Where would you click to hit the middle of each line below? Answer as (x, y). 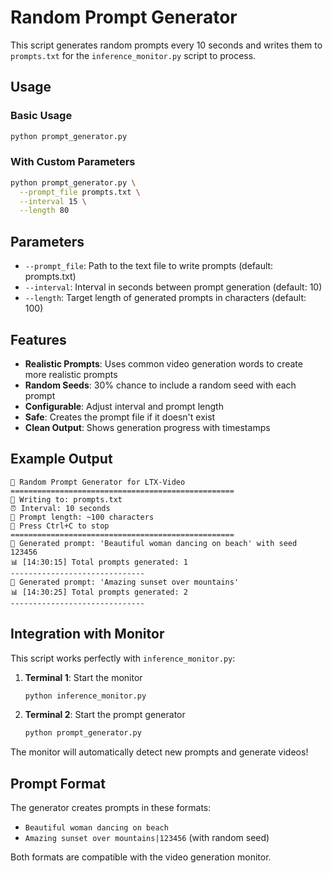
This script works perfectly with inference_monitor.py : (123, 658)
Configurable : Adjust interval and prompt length (124, 406)
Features (38, 339)
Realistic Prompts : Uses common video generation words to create (163, 363)
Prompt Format (58, 783)
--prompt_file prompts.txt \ (80, 192)
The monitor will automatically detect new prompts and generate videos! (159, 752)
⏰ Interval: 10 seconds (60, 508)
